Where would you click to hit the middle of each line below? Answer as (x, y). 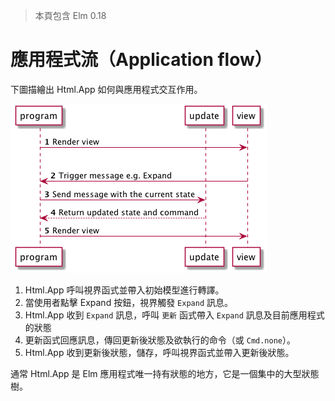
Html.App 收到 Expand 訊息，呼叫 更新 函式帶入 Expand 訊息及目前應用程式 (174, 315)
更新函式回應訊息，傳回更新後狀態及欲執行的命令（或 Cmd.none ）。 (160, 340)
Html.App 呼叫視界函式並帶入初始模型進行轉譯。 (124, 290)
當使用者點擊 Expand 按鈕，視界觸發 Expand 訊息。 (128, 302)
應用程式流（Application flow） (141, 60)
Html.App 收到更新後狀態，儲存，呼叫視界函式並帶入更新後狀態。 (159, 352)
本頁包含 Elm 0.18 (70, 15)
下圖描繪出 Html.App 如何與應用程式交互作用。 (106, 89)
